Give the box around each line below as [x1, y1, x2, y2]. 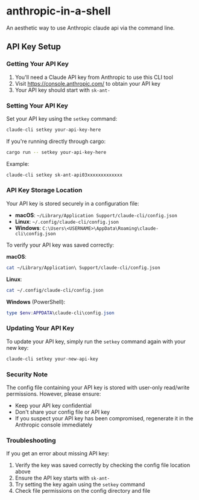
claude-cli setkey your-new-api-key [6, 356, 98, 362]
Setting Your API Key [6, 101, 68, 110]
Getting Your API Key [6, 60, 69, 68]
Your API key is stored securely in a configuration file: [6, 200, 139, 207]
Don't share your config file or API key [14, 408, 110, 416]
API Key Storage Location [6, 186, 83, 194]
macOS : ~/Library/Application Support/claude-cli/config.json [14, 211, 178, 218]
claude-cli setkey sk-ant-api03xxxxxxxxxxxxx [6, 172, 122, 178]
